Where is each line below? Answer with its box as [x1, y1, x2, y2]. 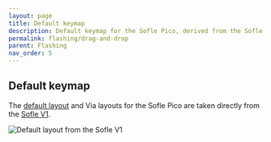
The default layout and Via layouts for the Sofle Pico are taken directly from [8, 100, 260, 110]
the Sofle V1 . [8, 109, 51, 119]
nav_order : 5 [8, 49, 53, 57]
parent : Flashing [8, 42, 67, 50]
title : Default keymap [8, 19, 85, 27]
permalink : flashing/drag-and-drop [8, 34, 129, 43]
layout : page [8, 11, 53, 20]
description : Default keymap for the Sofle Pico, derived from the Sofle [8, 27, 264, 35]
